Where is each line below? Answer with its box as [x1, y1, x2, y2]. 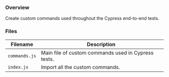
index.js [8, 64, 29, 70]
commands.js [8, 53, 37, 58]
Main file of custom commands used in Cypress [41, 49, 154, 56]
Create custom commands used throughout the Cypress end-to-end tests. [5, 15, 159, 21]
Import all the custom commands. [41, 63, 120, 70]
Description [87, 40, 116, 47]
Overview [5, 4, 30, 11]
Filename [11, 40, 34, 47]
